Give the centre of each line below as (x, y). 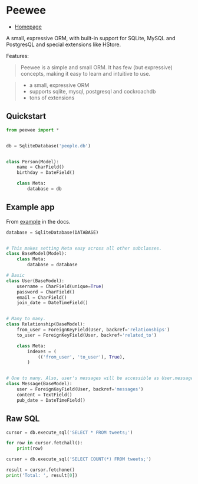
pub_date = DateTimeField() (51, 400)
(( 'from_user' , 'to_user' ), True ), (81, 357)
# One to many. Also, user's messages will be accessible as (83, 378)
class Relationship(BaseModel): (46, 324)
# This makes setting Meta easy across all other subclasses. (84, 248)
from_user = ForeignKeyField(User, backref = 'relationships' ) (93, 330)
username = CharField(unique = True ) (60, 286)
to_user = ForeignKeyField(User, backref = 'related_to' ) (87, 335)
